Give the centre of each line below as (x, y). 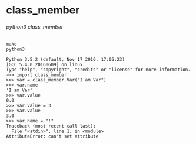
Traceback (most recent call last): (51, 126)
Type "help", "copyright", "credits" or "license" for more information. (99, 70)
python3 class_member (35, 26)
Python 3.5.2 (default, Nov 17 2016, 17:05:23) (66, 60)
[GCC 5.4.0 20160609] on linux (44, 65)
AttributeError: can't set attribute (52, 136)
